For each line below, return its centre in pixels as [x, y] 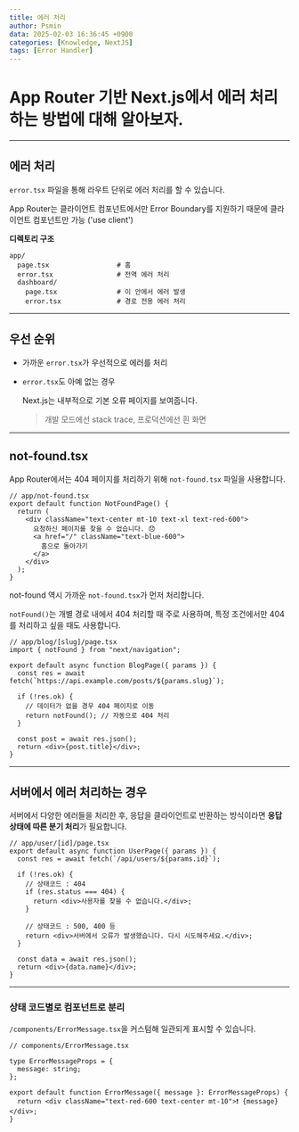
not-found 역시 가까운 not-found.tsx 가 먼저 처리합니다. [107, 595]
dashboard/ [37, 282]
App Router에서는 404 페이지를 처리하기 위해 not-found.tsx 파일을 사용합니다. [148, 479]
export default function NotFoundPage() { [89, 504]
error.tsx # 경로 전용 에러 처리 [105, 301]
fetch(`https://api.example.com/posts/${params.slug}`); [117, 681]
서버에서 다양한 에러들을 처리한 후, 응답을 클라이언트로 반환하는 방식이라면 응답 [146, 815]
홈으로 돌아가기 [65, 546]
